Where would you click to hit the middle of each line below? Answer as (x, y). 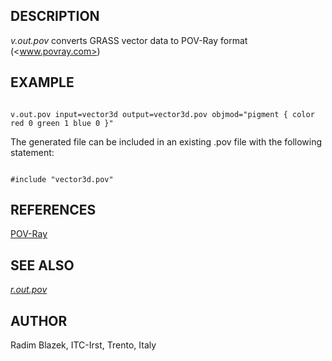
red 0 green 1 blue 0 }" (62, 123)
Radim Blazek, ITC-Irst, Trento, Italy (83, 345)
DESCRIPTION (55, 16)
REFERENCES (53, 210)
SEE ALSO (42, 265)
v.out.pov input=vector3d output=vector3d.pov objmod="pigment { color (162, 114)
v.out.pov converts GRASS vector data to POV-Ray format (129, 40)
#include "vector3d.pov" (62, 179)
